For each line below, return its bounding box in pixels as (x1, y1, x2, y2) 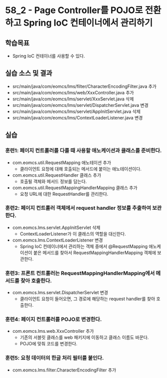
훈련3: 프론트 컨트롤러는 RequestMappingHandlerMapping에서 (5, 270, 155, 277)
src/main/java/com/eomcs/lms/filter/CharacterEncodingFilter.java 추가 (12, 83, 156, 89)
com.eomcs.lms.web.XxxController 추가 (12, 328, 94, 334)
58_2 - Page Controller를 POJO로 (5, 5, 143, 16)
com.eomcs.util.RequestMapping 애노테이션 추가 (12, 159, 111, 166)
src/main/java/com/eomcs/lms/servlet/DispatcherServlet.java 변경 (12, 102, 148, 108)
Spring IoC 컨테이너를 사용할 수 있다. (12, 53, 85, 59)
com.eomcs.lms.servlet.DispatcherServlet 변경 (12, 290, 108, 296)
